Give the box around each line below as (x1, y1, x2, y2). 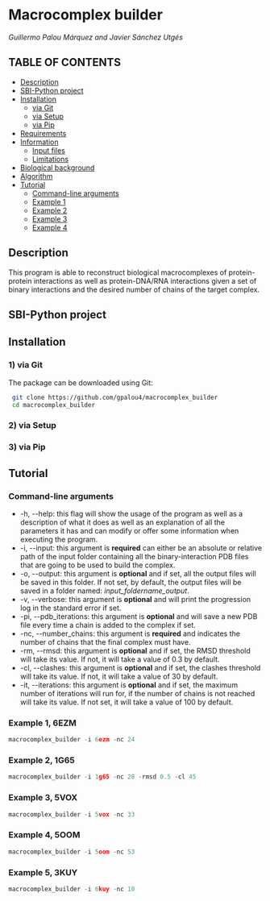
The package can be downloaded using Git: (8, 377, 153, 388)
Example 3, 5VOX (8, 792, 78, 803)
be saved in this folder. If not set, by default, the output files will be (19, 577, 242, 587)
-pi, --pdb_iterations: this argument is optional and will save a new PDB (19, 611, 258, 621)
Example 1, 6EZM (8, 717, 77, 729)
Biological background (19, 163, 95, 172)
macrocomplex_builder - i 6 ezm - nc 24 (8, 736, 135, 744)
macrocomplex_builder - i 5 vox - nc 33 (8, 810, 135, 819)
